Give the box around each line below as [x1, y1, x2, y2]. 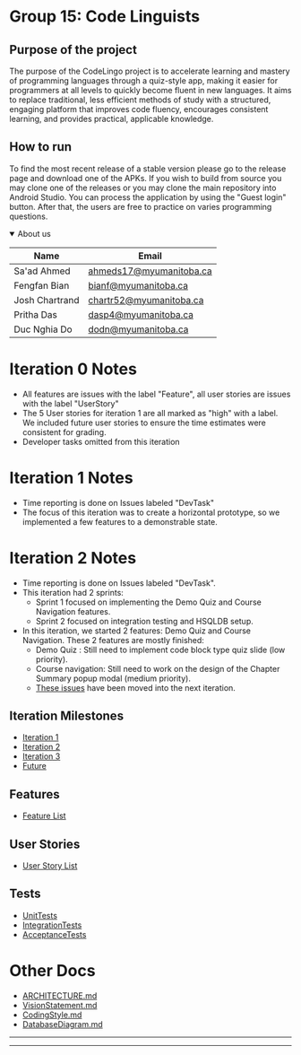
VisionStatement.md [21, 999, 98, 1010]
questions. [9, 211, 48, 222]
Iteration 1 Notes [9, 467, 133, 488]
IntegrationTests [21, 920, 82, 930]
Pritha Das [13, 308, 58, 320]
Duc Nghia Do [13, 323, 73, 336]
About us [17, 228, 51, 239]
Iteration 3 [21, 751, 61, 762]
